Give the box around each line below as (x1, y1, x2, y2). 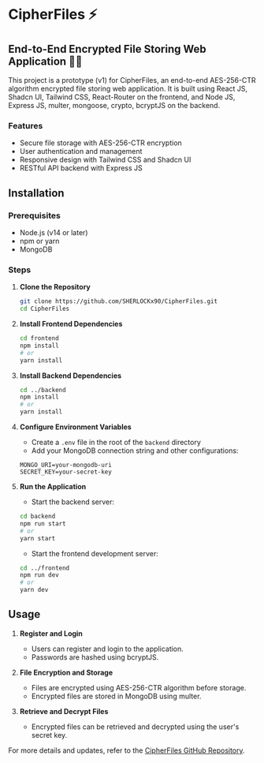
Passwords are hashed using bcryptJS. (31, 652, 159, 662)
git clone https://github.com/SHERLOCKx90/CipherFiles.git (19, 297, 218, 305)
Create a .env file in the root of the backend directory (31, 438, 201, 447)
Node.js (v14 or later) (19, 227, 88, 237)
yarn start (19, 534, 56, 542)
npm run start (19, 519, 66, 528)
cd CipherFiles (19, 305, 70, 313)
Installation (8, 186, 65, 200)
